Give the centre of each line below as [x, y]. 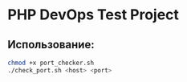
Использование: [51, 45]
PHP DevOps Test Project [93, 15]
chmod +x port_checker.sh [51, 63]
